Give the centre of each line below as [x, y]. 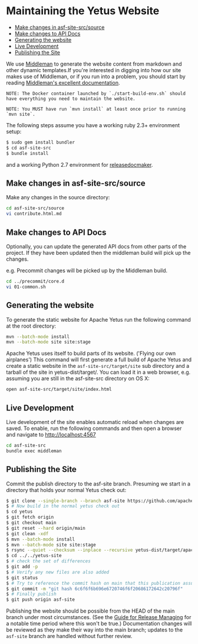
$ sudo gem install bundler [41, 142]
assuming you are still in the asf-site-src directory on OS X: [78, 378]
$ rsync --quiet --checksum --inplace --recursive [70, 550]
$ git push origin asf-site [41, 600]
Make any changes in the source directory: [58, 198]
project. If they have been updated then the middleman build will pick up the [98, 253]
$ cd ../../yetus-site [34, 556]
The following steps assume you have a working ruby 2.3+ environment [93, 125]
